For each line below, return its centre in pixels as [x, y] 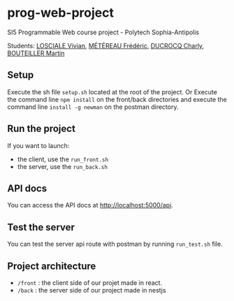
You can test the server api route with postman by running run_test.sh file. [115, 244]
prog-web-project [60, 13]
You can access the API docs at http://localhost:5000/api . [90, 205]
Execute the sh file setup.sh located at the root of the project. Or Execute [112, 91]
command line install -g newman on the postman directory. [93, 107]
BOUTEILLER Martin [36, 53]
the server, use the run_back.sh [63, 166]
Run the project [41, 129]
